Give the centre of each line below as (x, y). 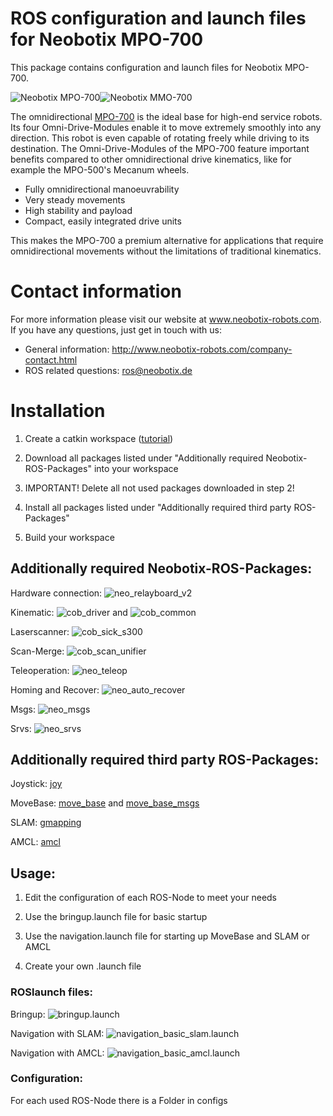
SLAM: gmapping (46, 823)
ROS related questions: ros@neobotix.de (108, 370)
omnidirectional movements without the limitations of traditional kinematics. (166, 251)
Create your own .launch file (83, 966)
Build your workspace (69, 537)
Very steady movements (75, 199)
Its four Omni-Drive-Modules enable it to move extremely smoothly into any (166, 127)
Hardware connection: (56, 593)
